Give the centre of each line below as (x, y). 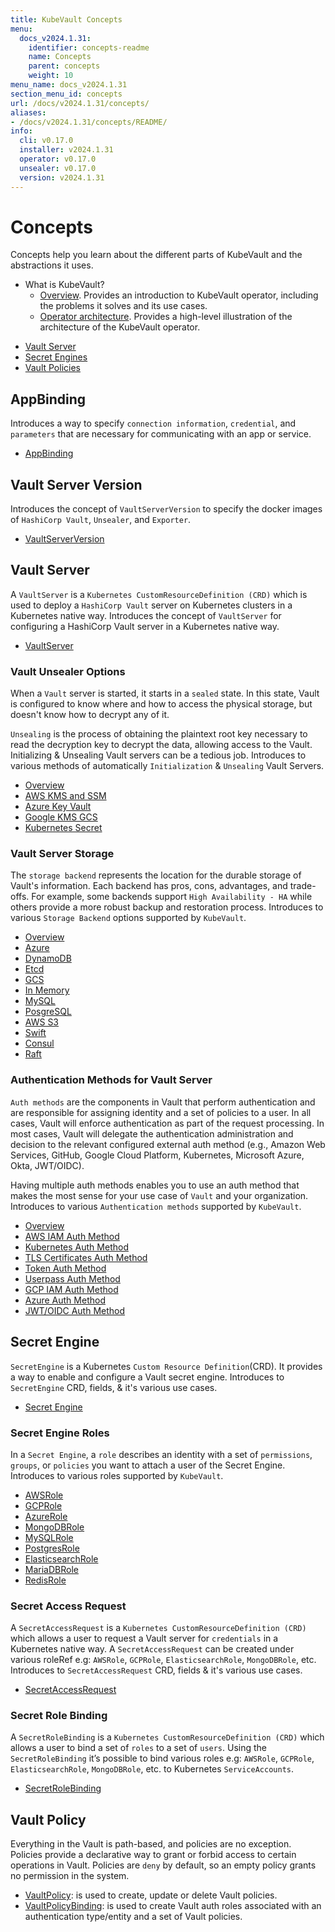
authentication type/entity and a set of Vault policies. (133, 1917)
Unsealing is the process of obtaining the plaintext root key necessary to (159, 734)
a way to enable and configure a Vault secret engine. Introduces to (147, 1377)
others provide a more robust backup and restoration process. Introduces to (167, 907)
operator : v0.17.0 (58, 159)
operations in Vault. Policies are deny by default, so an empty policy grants (163, 1865)
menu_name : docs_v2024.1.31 (69, 85)
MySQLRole (49, 1537)
